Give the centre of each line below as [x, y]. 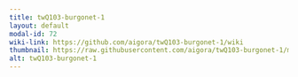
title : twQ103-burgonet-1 [57, 17]
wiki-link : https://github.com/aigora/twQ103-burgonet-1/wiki [126, 42]
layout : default [39, 26]
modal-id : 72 [33, 34]
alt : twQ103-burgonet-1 [53, 58]
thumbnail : [29, 50]
